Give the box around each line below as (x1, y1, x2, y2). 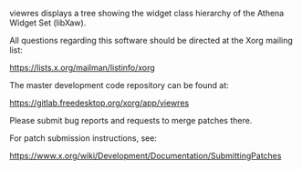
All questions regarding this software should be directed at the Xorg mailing (9, 35, 294, 45)
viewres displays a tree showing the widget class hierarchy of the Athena (9, 8, 285, 18)
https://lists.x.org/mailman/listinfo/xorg (9, 63, 155, 73)
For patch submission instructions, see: (9, 133, 158, 144)
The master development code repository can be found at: (9, 80, 230, 90)
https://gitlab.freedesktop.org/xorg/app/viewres (9, 97, 190, 108)
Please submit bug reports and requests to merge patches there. (9, 115, 253, 125)
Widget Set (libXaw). (9, 17, 87, 28)
